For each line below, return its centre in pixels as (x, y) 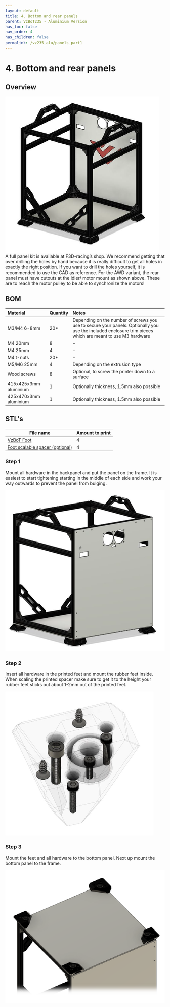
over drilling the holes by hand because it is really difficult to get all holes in (84, 261)
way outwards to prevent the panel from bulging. (56, 483)
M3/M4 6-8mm (24, 328)
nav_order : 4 (19, 32)
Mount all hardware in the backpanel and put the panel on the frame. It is (81, 473)
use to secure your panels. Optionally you (116, 325)
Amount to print (94, 433)
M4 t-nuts (18, 358)
